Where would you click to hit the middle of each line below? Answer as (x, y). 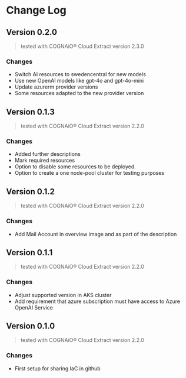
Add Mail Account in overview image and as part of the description (96, 234)
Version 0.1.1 (29, 252)
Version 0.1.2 (30, 192)
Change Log (36, 10)
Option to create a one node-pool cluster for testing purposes (89, 173)
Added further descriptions (47, 154)
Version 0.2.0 (32, 32)
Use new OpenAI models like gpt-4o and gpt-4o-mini (79, 81)
